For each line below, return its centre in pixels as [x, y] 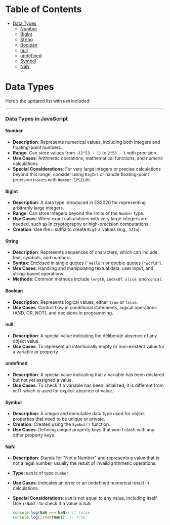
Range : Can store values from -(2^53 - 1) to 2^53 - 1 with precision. [85, 153]
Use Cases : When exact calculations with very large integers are [80, 219]
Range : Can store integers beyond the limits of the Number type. [78, 213]
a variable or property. [36, 352]
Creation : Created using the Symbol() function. [61, 424]
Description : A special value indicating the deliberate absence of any [85, 336]
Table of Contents [44, 9]
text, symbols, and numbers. [42, 258]
